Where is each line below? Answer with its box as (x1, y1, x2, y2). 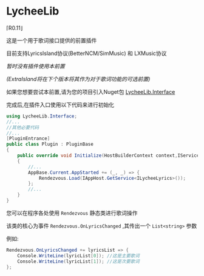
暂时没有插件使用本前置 (6, 62, 65, 70)
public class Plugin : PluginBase (6, 141, 94, 148)
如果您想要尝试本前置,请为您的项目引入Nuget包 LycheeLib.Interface (6, 88, 175, 95)
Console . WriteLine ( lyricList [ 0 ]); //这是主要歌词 (17, 252, 140, 258)
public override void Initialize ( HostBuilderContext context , (17, 153, 178, 159)
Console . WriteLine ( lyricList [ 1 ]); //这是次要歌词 (17, 258, 140, 264)
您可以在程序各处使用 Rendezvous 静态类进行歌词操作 (6, 209, 138, 216)
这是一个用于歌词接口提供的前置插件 (6, 36, 97, 44)
